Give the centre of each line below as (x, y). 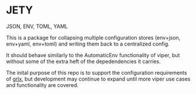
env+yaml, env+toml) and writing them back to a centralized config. (88, 44)
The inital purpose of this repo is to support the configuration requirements (97, 72)
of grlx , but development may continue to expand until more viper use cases (98, 79)
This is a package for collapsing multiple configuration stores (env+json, (93, 37)
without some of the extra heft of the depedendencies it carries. (84, 61)
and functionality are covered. (42, 85)
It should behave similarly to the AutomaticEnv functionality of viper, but (93, 55)
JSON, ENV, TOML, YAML (37, 26)
